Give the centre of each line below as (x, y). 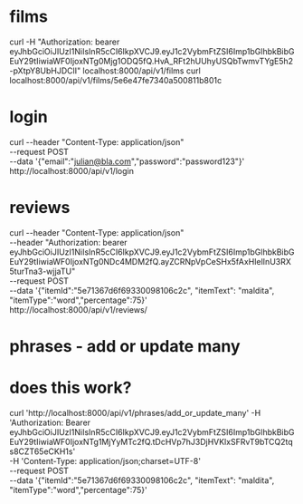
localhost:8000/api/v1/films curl (142, 71)
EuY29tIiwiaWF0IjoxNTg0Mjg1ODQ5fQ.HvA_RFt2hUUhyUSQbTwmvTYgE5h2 (151, 61)
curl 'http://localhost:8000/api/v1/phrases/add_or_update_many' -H (135, 412)
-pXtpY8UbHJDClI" (45, 71)
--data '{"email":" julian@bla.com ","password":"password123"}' (127, 161)
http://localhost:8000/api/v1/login (71, 170)
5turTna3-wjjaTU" (43, 271)
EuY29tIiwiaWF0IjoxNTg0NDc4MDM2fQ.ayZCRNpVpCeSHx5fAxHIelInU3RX (151, 261)
